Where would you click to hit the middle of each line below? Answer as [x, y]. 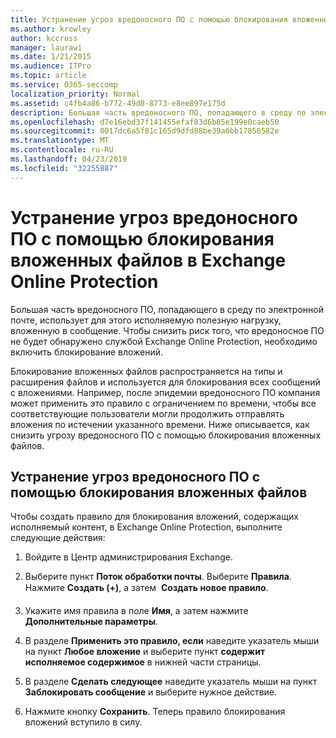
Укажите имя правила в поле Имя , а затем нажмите [136, 611]
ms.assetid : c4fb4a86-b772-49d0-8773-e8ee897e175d [118, 103]
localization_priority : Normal [75, 94]
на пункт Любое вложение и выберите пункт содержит [145, 652]
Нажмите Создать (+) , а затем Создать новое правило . [146, 588]
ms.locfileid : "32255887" [64, 168]
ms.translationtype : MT [60, 141]
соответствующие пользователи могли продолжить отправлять [147, 413]
